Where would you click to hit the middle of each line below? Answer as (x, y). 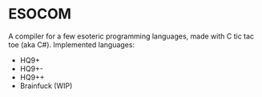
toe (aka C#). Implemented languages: (71, 44)
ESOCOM (40, 14)
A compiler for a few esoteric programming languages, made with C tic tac (131, 36)
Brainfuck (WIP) (46, 86)
